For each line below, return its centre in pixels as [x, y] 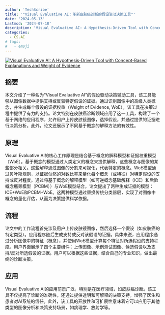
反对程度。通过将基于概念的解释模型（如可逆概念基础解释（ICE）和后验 [86, 180]
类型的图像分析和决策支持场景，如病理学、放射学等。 [59, 307]
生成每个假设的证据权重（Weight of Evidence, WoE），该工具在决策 [85, 107]
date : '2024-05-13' [25, 19]
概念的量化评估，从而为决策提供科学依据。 [48, 199]
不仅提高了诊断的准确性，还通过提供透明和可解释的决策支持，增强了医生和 [84, 295]
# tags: [13, 42]
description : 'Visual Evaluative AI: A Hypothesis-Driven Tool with [77, 28]
